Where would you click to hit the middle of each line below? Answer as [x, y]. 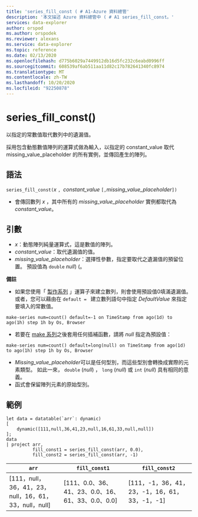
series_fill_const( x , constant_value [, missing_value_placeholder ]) [92, 189]
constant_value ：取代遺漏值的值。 [56, 252]
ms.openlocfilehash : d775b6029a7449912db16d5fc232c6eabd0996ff [85, 61]
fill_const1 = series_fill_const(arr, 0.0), [88, 450]
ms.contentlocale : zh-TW [37, 77]
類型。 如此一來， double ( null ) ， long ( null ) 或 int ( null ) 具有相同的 [102, 370]
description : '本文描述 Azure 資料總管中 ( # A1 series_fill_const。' [90, 17]
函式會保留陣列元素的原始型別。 [53, 384]
